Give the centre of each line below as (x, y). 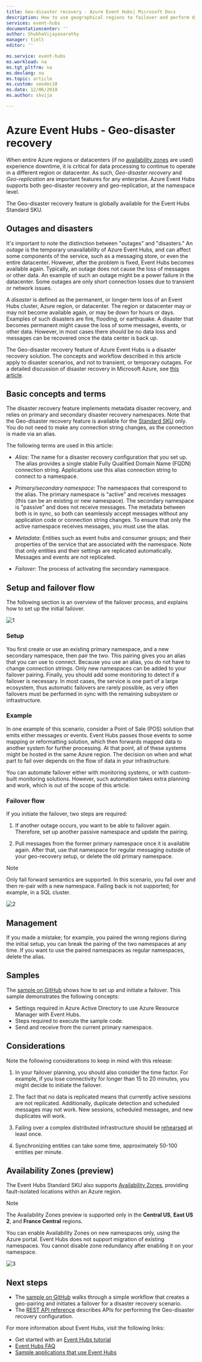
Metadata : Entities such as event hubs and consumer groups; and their (103, 538)
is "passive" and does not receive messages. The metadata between (100, 507)
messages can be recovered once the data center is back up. (82, 338)
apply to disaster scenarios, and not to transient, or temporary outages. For (99, 362)
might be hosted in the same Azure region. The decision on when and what (99, 754)
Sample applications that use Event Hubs (66, 1352)
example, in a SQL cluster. (38, 892)
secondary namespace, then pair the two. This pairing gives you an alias (96, 655)
